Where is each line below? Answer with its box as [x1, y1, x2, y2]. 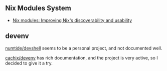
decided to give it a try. [5, 60, 53, 66]
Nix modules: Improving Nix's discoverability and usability [12, 17, 132, 23]
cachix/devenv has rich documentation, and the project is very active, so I [5, 54, 158, 60]
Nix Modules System [5, 4, 71, 12]
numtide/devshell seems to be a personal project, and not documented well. [5, 45, 162, 51]
